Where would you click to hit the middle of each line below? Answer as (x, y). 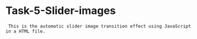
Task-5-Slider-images (61, 11)
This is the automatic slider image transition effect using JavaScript (100, 26)
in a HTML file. (25, 31)
